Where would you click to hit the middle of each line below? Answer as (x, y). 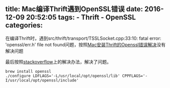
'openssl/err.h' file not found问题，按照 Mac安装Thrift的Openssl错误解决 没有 (86, 44)
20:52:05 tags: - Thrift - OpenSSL (81, 18)
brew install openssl (28, 71)
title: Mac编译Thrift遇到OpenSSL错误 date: (74, 9)
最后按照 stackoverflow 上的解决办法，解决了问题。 (58, 62)
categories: (24, 25)
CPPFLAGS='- (135, 76)
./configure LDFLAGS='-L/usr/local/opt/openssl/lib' (63, 76)
